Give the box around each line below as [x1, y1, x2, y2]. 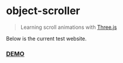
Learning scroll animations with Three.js [20, 24, 117, 31]
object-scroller [6, 4, 80, 18]
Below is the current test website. [6, 35, 87, 42]
